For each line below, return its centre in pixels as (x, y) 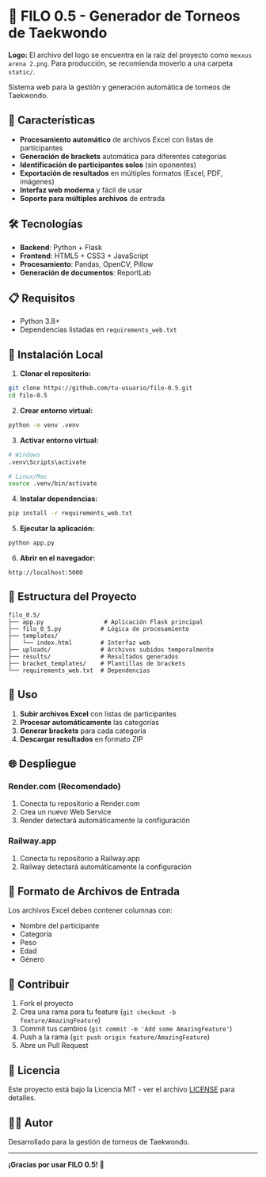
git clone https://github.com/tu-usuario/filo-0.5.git (101, 388)
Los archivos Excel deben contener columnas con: (90, 910)
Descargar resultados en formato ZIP (82, 738)
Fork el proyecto (46, 1004)
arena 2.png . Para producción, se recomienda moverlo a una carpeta (121, 63)
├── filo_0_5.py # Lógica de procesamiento (99, 628)
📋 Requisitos (42, 298)
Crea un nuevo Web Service (65, 812)
